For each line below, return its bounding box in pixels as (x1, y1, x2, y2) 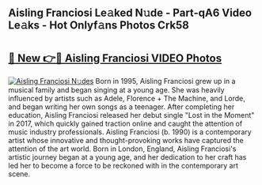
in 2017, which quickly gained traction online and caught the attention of (8, 119, 243, 128)
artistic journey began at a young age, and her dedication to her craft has (8, 153, 247, 161)
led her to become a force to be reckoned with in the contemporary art (8, 161, 239, 170)
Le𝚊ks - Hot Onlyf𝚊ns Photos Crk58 (8, 19, 190, 32)
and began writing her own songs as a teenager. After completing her (8, 102, 235, 111)
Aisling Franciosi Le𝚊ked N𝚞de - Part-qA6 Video (8, 6, 252, 20)
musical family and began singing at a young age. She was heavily (8, 85, 225, 94)
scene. (8, 169, 31, 179)
